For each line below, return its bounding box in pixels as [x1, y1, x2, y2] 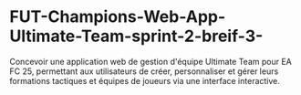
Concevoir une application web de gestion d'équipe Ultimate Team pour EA [9, 56, 292, 67]
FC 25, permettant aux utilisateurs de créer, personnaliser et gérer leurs [9, 66, 279, 77]
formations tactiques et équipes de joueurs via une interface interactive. [9, 75, 281, 86]
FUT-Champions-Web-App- [9, 6, 226, 27]
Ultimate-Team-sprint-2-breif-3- [9, 26, 264, 47]
